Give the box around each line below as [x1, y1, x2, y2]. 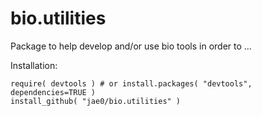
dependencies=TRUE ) [10, 87, 97, 97]
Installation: [10, 59, 58, 71]
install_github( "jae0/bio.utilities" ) [10, 96, 182, 106]
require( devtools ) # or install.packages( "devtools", [10, 78, 253, 89]
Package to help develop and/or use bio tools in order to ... [10, 40, 252, 52]
